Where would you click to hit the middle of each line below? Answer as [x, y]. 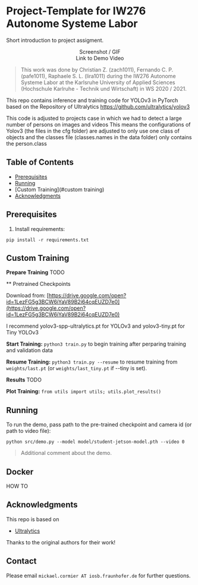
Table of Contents [40, 162]
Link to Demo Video [100, 58]
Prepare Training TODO [36, 272]
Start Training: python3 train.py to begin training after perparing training [96, 344]
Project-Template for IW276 [76, 11]
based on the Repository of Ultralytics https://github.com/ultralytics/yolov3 [98, 106]
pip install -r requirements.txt [48, 240]
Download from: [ [28, 295]
